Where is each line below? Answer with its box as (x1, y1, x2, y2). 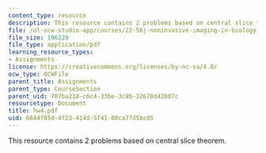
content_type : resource (8, 11, 87, 20)
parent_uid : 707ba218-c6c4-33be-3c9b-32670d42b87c (8, 92, 179, 100)
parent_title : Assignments (8, 77, 97, 85)
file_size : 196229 (8, 33, 69, 42)
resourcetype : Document (8, 99, 87, 107)
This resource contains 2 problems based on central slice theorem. (8, 136, 227, 145)
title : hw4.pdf (8, 107, 59, 115)
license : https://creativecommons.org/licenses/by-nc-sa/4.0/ (8, 63, 218, 71)
